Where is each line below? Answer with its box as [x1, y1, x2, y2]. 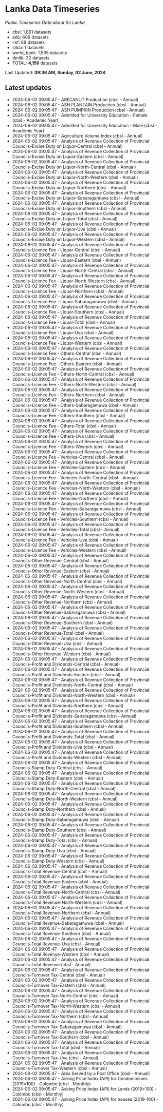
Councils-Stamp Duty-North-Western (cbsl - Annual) [12, 796, 118, 801]
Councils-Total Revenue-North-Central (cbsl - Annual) [12, 889, 121, 895]
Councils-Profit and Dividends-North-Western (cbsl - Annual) [12, 692, 135, 698]
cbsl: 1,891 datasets [12, 29, 52, 35]
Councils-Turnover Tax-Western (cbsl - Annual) [12, 1065, 107, 1071]
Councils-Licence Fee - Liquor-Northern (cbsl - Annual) [12, 288, 124, 294]
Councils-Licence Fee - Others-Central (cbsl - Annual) [12, 350, 122, 356]
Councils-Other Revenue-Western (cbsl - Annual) [12, 651, 111, 657]
